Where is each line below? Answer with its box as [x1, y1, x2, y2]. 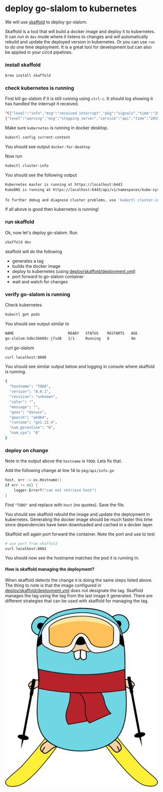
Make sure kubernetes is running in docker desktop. [5, 125, 108, 131]
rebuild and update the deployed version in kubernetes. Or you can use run [5, 39, 155, 44]
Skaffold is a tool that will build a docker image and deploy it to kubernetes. [5, 28, 155, 34]
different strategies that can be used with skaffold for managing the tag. [5, 598, 149, 604]
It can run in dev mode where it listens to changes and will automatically [5, 34, 148, 40]
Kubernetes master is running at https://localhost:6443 [5, 182, 123, 187]
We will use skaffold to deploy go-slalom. [5, 19, 87, 25]
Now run [5, 153, 22, 159]
